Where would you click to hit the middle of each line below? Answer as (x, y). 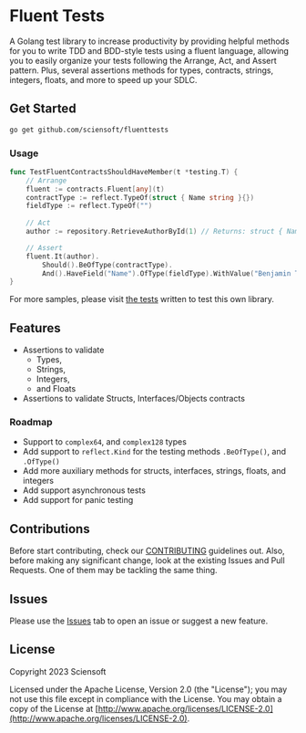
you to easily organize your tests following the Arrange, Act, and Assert (143, 60)
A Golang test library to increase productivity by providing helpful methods (149, 41)
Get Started (43, 109)
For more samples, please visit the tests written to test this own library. (142, 299)
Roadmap (31, 423)
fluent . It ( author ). (63, 257)
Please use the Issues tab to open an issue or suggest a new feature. (139, 621)
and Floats (56, 389)
